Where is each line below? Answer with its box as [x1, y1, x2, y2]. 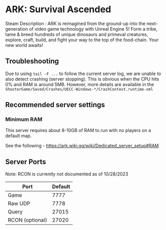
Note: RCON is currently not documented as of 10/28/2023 [5, 171, 128, 177]
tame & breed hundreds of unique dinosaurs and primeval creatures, [5, 31, 148, 37]
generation [5, 25, 28, 32]
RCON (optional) [8, 217, 47, 224]
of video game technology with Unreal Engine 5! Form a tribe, [28, 25, 158, 32]
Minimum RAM [5, 116, 43, 123]
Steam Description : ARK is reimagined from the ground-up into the [5, 20, 146, 27]
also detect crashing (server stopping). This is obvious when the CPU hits [5, 75, 159, 82]
